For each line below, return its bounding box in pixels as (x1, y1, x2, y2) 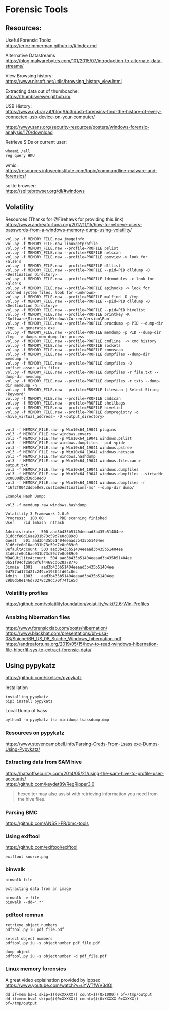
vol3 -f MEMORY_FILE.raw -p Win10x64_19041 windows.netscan (5, 449, 135, 454)
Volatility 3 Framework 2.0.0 (5, 511, 69, 516)
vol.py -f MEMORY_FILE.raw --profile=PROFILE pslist (5, 246, 119, 251)
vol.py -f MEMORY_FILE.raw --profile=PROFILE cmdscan (5, 396, 121, 401)
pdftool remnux (5, 911, 44, 918)
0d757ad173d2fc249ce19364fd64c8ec (5, 569, 78, 574)
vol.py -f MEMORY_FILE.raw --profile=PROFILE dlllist (5, 263, 121, 268)
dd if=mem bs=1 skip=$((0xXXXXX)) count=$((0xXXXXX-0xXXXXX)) (5, 996, 139, 1002)
